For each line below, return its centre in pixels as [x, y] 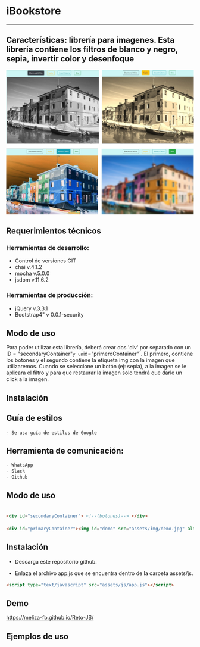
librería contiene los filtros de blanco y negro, [92, 50]
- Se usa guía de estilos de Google [51, 433]
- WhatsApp [20, 465]
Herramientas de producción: [50, 295]
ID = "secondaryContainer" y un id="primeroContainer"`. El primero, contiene [100, 354]
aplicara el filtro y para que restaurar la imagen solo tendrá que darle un [94, 373]
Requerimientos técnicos [54, 231]
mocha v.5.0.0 [32, 274]
